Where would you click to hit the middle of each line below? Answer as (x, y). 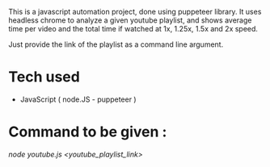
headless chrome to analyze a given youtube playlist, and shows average (130, 20)
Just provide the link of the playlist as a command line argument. (116, 44)
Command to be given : (88, 132)
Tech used (44, 77)
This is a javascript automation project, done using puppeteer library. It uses (135, 12)
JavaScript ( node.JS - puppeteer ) (78, 99)
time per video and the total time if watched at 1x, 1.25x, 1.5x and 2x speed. (133, 29)
